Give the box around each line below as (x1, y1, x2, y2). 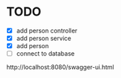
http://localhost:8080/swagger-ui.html (6, 63, 114, 71)
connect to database (16, 50, 75, 58)
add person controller (16, 26, 78, 35)
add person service (16, 35, 72, 42)
